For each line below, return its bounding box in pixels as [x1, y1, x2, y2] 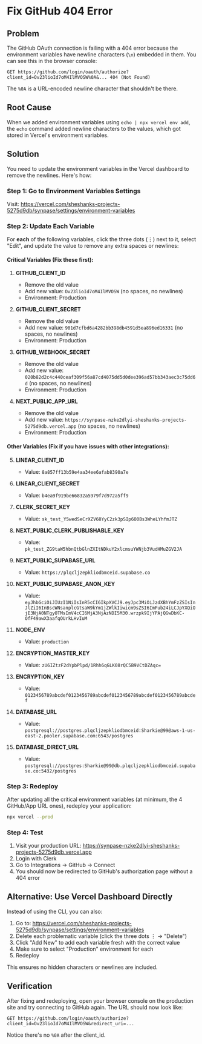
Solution [7, 149, 39, 159]
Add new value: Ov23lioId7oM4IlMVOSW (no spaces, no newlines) [24, 288, 183, 295]
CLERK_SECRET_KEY [15, 503, 70, 510]
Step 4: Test [7, 828, 44, 837]
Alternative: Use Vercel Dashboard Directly [7, 892, 173, 902]
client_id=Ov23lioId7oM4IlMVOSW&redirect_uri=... [7, 1020, 135, 1026]
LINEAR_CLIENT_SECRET [15, 480, 80, 487]
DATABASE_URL [15, 708, 57, 716]
